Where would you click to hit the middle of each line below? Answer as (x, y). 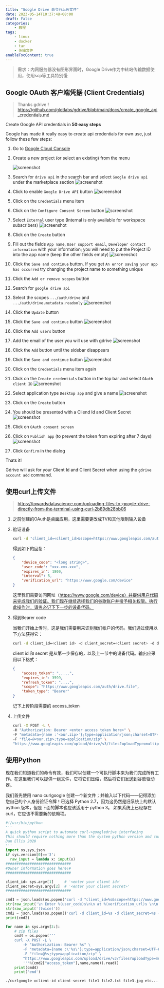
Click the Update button (36, 312)
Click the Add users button (39, 331)
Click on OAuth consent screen (43, 427)
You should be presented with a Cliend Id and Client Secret (72, 412)
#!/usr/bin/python (24, 823)
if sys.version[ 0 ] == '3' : (31, 855)
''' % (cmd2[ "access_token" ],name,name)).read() (71, 963)
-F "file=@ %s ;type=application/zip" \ (62, 954)
